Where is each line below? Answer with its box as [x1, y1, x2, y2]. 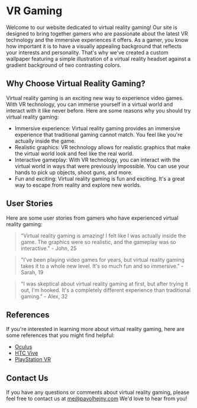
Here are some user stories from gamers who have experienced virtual [6, 214, 179, 221]
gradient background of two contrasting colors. [6, 61, 121, 69]
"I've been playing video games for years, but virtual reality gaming [20, 256, 185, 263]
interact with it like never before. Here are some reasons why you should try [6, 107, 191, 114]
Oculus [14, 343, 33, 351]
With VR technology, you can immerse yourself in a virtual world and [6, 101, 173, 108]
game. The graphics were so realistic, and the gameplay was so [20, 238, 176, 245]
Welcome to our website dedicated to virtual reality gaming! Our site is [6, 24, 177, 31]
